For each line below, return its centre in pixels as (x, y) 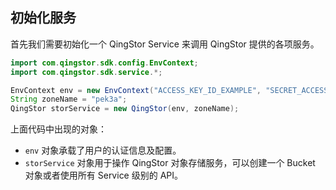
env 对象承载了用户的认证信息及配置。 (103, 150)
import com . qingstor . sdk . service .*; (86, 72)
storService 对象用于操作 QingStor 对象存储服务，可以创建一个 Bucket (170, 163)
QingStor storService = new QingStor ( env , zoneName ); (125, 109)
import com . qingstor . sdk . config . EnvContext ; (104, 63)
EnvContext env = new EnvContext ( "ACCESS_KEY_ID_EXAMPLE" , (136, 90)
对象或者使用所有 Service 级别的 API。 (104, 175)
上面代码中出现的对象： (58, 129)
